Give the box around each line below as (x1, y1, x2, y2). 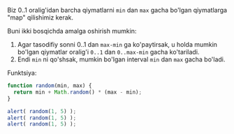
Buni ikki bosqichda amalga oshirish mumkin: (7, 27, 137, 35)
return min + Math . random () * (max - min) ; (13, 89, 142, 96)
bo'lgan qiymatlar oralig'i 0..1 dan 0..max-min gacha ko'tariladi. (17, 48, 200, 56)
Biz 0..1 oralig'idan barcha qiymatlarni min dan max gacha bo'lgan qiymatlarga (7, 6, 228, 14)
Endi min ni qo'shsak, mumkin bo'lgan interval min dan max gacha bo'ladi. (17, 55, 226, 64)
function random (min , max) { (7, 82, 92, 89)
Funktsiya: (7, 69, 37, 77)
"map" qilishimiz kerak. (7, 13, 73, 22)
